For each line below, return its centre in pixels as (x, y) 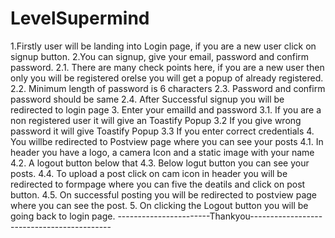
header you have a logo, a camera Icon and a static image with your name (162, 152)
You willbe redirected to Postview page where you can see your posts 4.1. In (167, 141)
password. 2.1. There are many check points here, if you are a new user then (167, 67)
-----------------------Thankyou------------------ (220, 216)
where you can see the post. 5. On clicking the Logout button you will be (159, 205)
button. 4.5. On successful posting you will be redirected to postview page (164, 194)
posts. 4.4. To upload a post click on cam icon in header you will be (149, 173)
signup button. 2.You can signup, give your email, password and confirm (160, 56)
